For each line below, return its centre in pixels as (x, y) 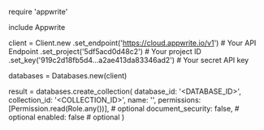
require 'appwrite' (38, 12)
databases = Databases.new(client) (68, 75)
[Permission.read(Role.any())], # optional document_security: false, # (124, 109)
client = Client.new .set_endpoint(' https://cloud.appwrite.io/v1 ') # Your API (132, 43)
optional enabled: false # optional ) (67, 117)
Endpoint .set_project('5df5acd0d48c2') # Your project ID (105, 51)
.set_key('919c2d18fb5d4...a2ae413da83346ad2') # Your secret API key (129, 60)
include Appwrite (37, 27)
